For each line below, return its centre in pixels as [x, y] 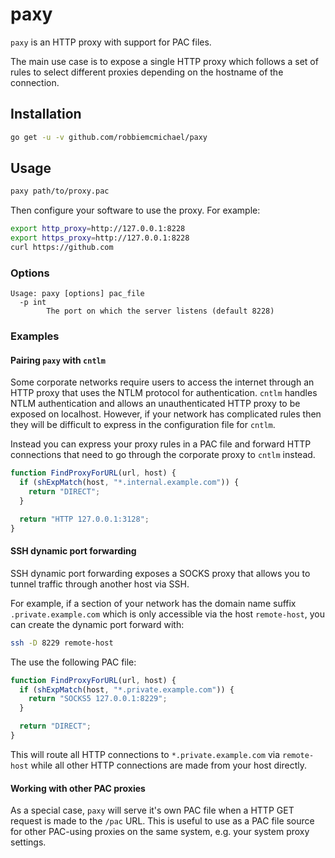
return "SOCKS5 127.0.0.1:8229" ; [98, 699]
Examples [35, 336]
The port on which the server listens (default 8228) [160, 311]
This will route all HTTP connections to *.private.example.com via [145, 754]
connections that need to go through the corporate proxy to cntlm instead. [163, 455]
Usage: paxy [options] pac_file [77, 294]
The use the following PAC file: [73, 662]
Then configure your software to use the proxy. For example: [135, 210]
